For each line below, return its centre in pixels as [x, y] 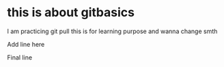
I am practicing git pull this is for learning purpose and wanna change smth [112, 31]
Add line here [26, 44]
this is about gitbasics [71, 13]
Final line [20, 57]
